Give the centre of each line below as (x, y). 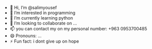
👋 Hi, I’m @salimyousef (33, 8)
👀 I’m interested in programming (43, 13)
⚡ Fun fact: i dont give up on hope (44, 41)
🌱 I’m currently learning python (41, 18)
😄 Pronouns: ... (26, 36)
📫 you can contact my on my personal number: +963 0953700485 (78, 29)
